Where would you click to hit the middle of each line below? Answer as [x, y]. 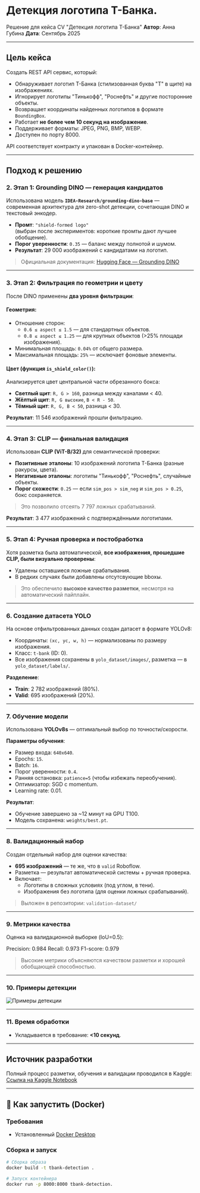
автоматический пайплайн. [55, 594]
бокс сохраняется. [38, 495]
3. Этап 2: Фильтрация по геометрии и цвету [75, 283]
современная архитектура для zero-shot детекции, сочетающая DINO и [98, 207]
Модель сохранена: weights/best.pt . [61, 820]
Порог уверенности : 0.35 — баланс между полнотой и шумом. [96, 244]
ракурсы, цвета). [36, 469]
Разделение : [23, 678]
